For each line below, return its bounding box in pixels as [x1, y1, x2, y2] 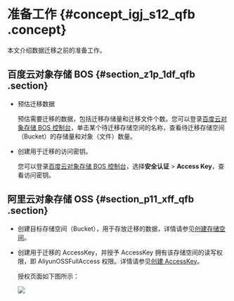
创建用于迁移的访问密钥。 [17, 147, 92, 155]
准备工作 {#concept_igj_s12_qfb [7, 6, 195, 23]
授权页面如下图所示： [17, 271, 79, 280]
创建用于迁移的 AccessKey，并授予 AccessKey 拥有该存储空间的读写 [17, 248, 217, 257]
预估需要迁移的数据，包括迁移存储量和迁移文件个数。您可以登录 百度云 [17, 114, 221, 123]
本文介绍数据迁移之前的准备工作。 [7, 46, 106, 54]
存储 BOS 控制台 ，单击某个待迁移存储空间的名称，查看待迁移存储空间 [23, 123, 225, 132]
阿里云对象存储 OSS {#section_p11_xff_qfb [7, 193, 195, 205]
